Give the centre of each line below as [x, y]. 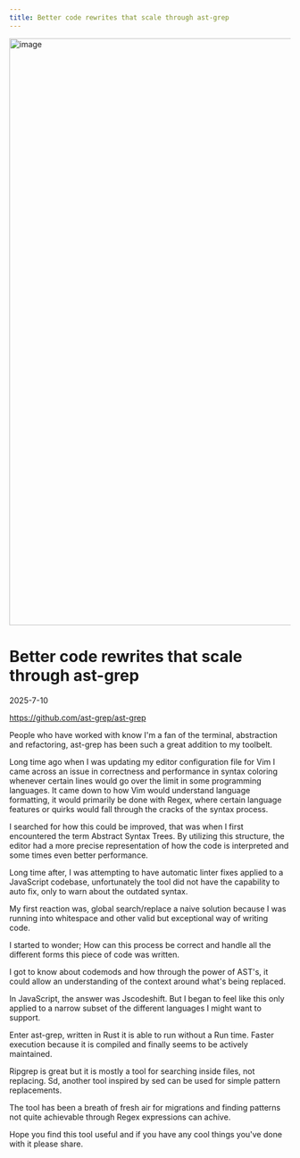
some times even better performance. [79, 855]
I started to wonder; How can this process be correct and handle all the [140, 944]
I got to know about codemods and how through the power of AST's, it [139, 971]
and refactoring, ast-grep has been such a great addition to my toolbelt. [141, 744]
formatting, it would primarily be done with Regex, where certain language [146, 800]
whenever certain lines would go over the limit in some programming [135, 780]
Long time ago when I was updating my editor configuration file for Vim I [142, 761]
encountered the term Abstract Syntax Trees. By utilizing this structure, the [147, 835]
